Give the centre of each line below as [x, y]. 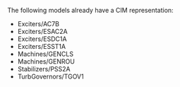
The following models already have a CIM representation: [91, 10]
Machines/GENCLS [46, 54]
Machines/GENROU [46, 62]
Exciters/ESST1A [41, 46]
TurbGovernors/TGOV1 [50, 76]
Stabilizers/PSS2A [44, 69]
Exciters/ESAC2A [43, 31]
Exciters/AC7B [38, 24]
